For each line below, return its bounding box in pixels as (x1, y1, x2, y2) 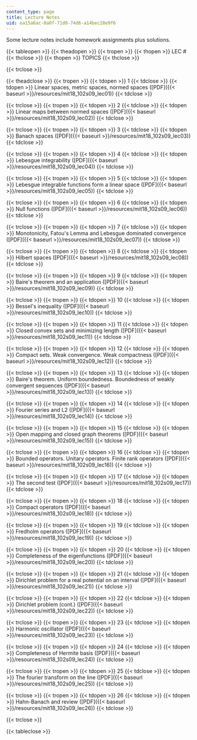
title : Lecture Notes (6, 14, 60, 20)
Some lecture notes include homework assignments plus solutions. (6, 37, 171, 44)
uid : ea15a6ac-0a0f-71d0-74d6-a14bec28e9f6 (6, 20, 116, 26)
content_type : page (6, 8, 55, 15)
